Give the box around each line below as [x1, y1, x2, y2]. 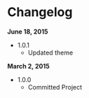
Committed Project [27, 83, 83, 91]
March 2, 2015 [7, 62, 50, 70]
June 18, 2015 [7, 27, 48, 36]
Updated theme [27, 48, 74, 57]
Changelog [7, 4, 73, 20]
